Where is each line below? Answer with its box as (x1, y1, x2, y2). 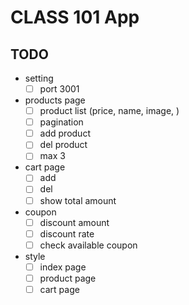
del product (39, 139, 88, 151)
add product (39, 127, 91, 140)
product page (39, 272, 97, 284)
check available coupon (39, 239, 138, 251)
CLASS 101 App (10, 6, 140, 29)
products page (24, 94, 86, 106)
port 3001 (39, 83, 80, 95)
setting (24, 72, 54, 84)
